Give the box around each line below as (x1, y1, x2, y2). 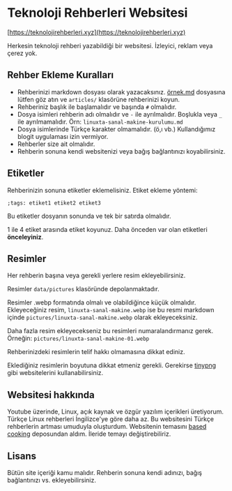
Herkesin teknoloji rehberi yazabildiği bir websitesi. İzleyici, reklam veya (7, 41, 213, 50)
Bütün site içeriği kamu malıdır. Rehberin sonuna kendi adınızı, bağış (7, 469, 202, 476)
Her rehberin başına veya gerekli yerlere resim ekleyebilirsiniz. (7, 271, 186, 280)
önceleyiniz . (7, 233, 44, 241)
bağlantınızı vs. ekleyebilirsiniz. (7, 476, 96, 484)
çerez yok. (7, 49, 38, 57)
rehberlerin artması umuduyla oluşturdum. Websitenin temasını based (7, 423, 207, 431)
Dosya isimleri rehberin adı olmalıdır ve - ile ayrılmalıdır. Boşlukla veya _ (17, 110, 223, 118)
